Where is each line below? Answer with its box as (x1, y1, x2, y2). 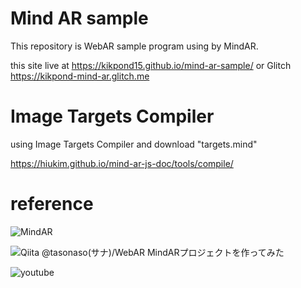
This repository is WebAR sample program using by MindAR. (10, 40, 259, 52)
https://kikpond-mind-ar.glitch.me (10, 70, 150, 82)
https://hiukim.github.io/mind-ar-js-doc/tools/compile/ (10, 157, 234, 169)
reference (10, 193, 94, 216)
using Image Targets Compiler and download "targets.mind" (10, 138, 258, 150)
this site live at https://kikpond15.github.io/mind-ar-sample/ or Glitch (10, 59, 292, 71)
